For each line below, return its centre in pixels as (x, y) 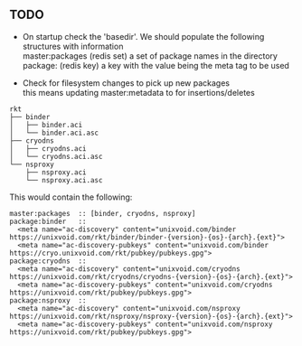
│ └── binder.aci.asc (54, 133)
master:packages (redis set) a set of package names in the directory (150, 56)
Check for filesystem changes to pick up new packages (126, 83)
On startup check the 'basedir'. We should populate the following (143, 36)
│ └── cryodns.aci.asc (56, 156)
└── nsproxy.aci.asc (64, 180)
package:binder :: (48, 221)
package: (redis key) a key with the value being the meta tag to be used (156, 65)
